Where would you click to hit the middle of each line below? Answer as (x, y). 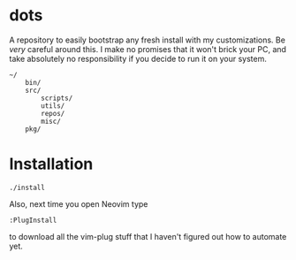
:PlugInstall (33, 220)
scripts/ (57, 98)
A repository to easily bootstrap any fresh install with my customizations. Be (147, 40)
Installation (51, 164)
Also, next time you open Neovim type (79, 203)
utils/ (53, 106)
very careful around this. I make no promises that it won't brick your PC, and (148, 49)
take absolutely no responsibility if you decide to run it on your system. (138, 58)
